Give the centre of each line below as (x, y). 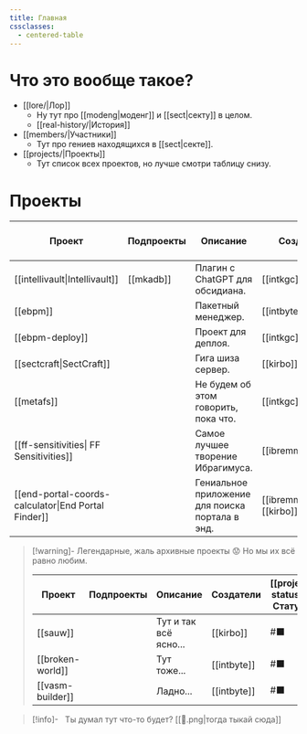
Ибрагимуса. (224, 468)
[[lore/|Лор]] (47, 105)
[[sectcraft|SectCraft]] (63, 364)
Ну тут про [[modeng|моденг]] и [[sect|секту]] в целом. (144, 115)
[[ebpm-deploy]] (51, 337)
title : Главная (38, 18)
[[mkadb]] (149, 280)
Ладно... (175, 691)
